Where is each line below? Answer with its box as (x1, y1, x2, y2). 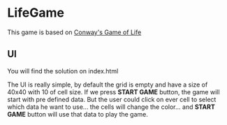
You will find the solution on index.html (7, 66, 119, 75)
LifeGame (7, 5, 65, 21)
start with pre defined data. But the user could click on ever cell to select (7, 95, 217, 103)
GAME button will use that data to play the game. (7, 110, 149, 118)
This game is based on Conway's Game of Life (7, 28, 142, 36)
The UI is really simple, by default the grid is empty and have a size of (7, 80, 208, 89)
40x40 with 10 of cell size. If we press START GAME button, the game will (7, 87, 220, 96)
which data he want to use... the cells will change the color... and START (7, 103, 215, 111)
